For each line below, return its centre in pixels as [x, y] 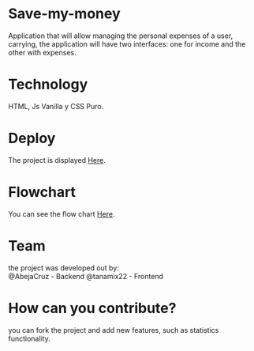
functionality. [30, 338]
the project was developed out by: [64, 268]
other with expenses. [42, 52]
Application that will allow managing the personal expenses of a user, [121, 36]
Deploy [32, 138]
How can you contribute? [92, 308]
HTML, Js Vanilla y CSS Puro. [56, 106]
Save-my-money [64, 14]
